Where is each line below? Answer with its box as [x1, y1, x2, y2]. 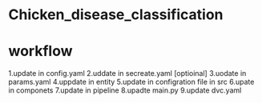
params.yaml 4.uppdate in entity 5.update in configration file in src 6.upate [8, 77, 255, 87]
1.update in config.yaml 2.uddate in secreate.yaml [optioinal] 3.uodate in [8, 69, 247, 78]
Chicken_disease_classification [8, 6, 224, 24]
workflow [8, 42, 73, 61]
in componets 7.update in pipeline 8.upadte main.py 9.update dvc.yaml [8, 85, 242, 95]
